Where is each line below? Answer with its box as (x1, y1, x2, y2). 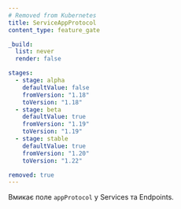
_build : (8, 40, 34, 48)
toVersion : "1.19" (22, 127, 83, 136)
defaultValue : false (22, 83, 90, 91)
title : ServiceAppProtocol (8, 19, 97, 27)
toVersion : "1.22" (22, 156, 83, 165)
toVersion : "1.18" (22, 98, 83, 106)
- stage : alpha (15, 76, 65, 84)
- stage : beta (15, 105, 61, 114)
